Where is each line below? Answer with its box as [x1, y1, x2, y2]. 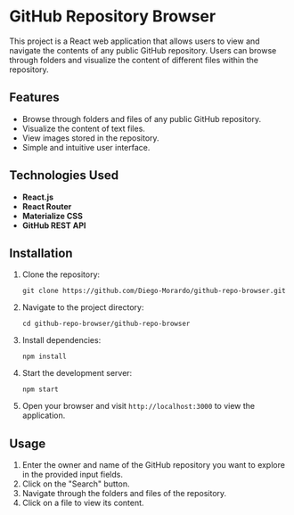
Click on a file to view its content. [21, 497, 144, 509]
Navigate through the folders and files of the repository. [21, 488, 227, 499]
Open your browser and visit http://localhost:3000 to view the [21, 401, 256, 412]
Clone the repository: [21, 269, 101, 280]
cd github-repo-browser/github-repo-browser [21, 319, 191, 329]
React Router [21, 200, 72, 211]
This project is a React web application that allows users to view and [9, 36, 260, 46]
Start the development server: [21, 368, 133, 379]
